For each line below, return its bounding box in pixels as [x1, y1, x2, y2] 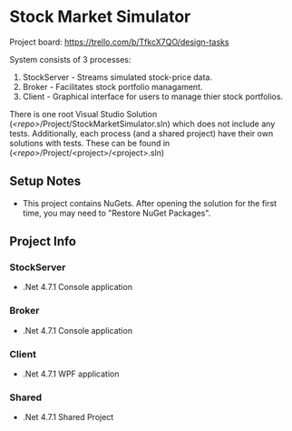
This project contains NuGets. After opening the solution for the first [22, 197, 277, 208]
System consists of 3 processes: [9, 54, 131, 65]
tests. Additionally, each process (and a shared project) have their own [9, 127, 274, 138]
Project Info [9, 234, 77, 249]
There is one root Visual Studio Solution [9, 108, 158, 119]
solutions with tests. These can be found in [9, 137, 170, 148]
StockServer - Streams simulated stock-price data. [22, 71, 213, 83]
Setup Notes [9, 174, 82, 189]
